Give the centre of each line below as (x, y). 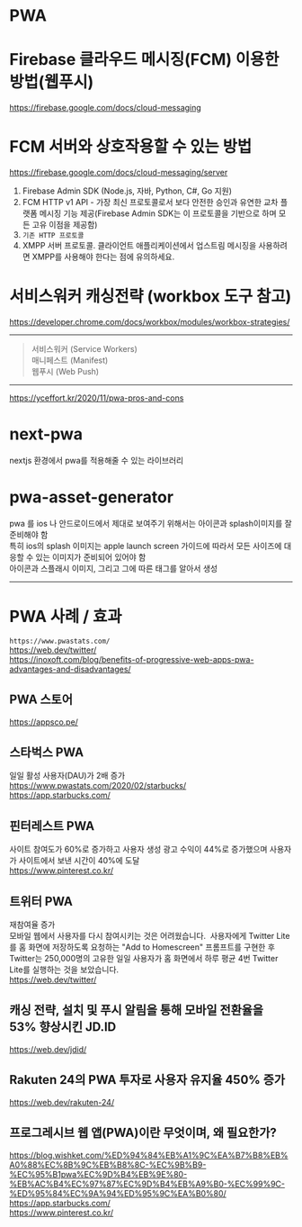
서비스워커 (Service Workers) (84, 349)
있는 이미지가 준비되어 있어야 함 (91, 557)
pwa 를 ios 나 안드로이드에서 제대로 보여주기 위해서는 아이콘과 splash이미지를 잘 (151, 523)
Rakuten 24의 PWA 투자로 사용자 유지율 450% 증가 (147, 1080)
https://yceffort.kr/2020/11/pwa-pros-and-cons (97, 398)
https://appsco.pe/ (44, 722)
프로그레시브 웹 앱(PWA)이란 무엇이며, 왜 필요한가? (143, 1133)
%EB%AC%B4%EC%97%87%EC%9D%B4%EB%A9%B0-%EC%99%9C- (147, 1184)
